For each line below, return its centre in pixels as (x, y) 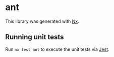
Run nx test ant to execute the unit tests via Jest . (57, 49)
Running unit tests (35, 37)
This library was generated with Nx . (42, 21)
